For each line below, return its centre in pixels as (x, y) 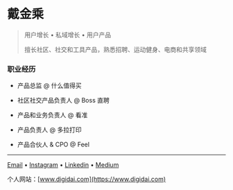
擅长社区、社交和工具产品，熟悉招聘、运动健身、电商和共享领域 (115, 49)
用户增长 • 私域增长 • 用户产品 (68, 35)
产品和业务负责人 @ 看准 (52, 115)
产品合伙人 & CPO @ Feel (53, 145)
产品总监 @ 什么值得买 (49, 86)
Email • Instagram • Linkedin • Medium (63, 165)
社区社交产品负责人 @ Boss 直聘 (63, 101)
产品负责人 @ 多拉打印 (49, 130)
